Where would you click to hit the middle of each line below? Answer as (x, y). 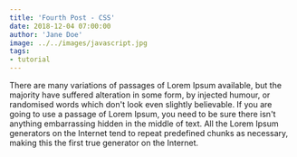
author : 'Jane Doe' (46, 34)
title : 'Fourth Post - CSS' (62, 18)
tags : (19, 51)
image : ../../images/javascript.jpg (78, 43)
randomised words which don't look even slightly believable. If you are (141, 104)
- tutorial (30, 60)
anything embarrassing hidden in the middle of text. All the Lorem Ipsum (144, 124)
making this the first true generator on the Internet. (104, 143)
